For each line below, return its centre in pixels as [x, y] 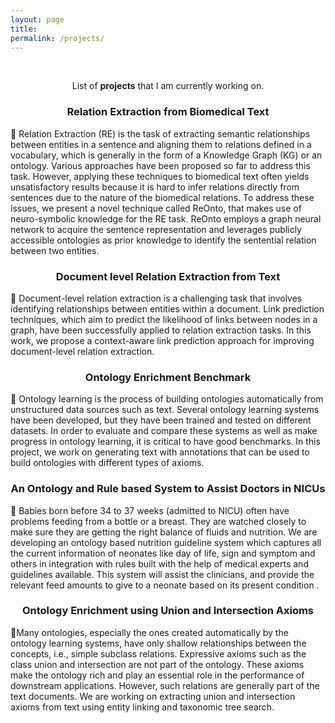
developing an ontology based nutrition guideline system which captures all [166, 542]
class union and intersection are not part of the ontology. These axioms [157, 664]
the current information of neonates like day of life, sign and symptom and [163, 553]
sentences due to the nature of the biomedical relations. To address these [162, 197]
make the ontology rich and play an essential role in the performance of [157, 675]
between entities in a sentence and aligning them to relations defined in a [161, 144]
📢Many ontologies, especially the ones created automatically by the [149, 632]
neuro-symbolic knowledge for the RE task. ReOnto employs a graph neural [166, 218]
